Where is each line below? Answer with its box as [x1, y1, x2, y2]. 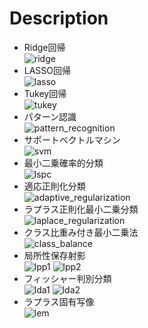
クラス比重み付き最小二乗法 [23, 226, 139, 238]
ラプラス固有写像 [23, 295, 95, 307]
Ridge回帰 [23, 41, 66, 53]
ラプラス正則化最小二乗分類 [23, 203, 139, 215]
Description [9, 7, 109, 30]
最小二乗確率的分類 [23, 157, 104, 169]
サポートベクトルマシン [23, 133, 121, 146]
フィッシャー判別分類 [23, 272, 112, 284]
